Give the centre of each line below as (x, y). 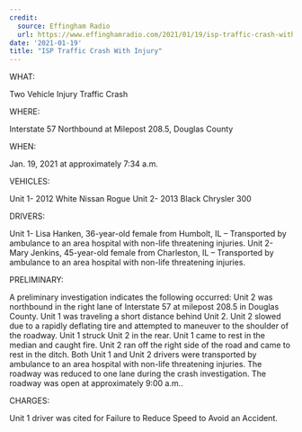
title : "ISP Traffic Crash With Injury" (86, 51)
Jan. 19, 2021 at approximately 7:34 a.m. (84, 164)
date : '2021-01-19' (46, 43)
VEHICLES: (30, 182)
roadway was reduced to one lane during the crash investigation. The (138, 373)
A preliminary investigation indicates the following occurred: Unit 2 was (141, 297)
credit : (24, 18)
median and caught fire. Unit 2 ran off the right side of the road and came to (150, 345)
